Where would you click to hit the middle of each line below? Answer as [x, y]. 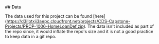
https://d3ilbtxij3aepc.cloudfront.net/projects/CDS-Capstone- [68, 21]
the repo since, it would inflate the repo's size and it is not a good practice [79, 31]
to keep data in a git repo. [31, 36]
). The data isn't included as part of [119, 26]
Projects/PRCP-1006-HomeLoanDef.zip [44, 26]
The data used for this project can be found [49, 16]
